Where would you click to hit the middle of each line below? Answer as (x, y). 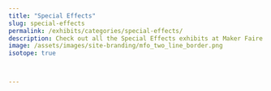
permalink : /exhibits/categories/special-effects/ (96, 31)
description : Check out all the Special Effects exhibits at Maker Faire (136, 38)
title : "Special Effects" (52, 16)
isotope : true (32, 53)
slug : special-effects (47, 23)
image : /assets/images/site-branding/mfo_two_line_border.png (116, 46)
